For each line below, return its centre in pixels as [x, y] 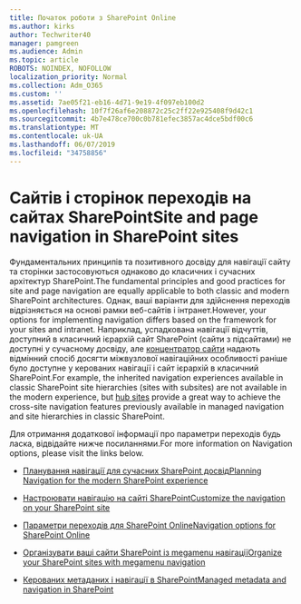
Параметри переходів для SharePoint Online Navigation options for [149, 525]
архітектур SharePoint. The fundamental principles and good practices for [147, 281]
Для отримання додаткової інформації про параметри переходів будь [145, 433]
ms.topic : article [44, 60]
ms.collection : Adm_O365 [56, 85]
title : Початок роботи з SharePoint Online [93, 18]
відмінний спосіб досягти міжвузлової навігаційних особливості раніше [149, 358]
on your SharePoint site [66, 507]
